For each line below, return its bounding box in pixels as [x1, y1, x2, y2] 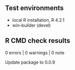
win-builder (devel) [12, 22, 51, 28]
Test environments [5, 4, 64, 12]
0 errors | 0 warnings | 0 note [5, 49, 65, 56]
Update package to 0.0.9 [5, 59, 55, 65]
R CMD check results [5, 36, 71, 45]
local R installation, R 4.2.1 [12, 17, 65, 23]
